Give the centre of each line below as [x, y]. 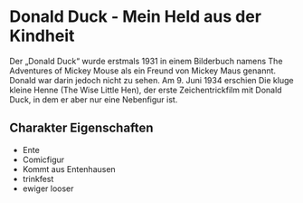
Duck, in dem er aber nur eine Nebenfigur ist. [94, 99]
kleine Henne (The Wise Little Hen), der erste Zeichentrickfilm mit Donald [146, 90]
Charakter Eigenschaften [81, 128]
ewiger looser [48, 188]
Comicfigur [43, 159]
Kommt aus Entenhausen [69, 169]
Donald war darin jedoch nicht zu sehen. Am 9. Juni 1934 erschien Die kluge [151, 80]
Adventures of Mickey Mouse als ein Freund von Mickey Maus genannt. [143, 71]
